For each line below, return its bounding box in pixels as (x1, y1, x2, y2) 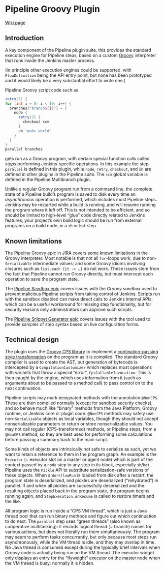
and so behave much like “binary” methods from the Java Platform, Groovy (5, 405, 158, 411)
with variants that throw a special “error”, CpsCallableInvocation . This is (5, 369, 151, 375)
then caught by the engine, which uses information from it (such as (5, 375, 141, 381)
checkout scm (23, 120, 50, 124)
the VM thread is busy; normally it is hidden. (5, 560, 95, 566)
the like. (5, 498, 21, 504)
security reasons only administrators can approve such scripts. (5, 306, 133, 313)
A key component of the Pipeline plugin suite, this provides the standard (5, 47, 152, 53)
